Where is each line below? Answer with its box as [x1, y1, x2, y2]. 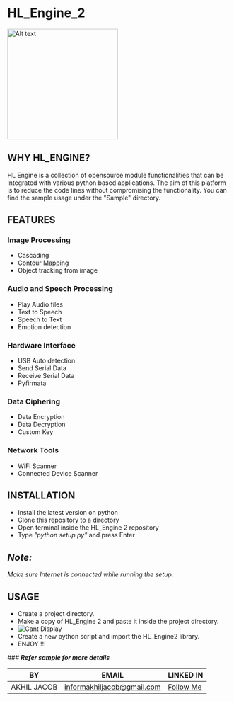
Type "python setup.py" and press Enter [17, 531, 136, 540]
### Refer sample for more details [7, 654, 110, 662]
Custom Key [17, 428, 54, 436]
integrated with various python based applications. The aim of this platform [7, 178, 226, 187]
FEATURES [7, 214, 56, 226]
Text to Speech [17, 307, 62, 316]
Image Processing [7, 235, 71, 245]
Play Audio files [17, 300, 64, 309]
